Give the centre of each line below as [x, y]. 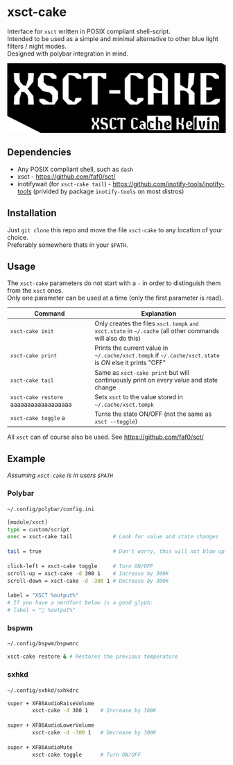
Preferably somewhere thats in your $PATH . [68, 245]
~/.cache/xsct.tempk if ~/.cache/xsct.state [157, 355]
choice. [18, 237]
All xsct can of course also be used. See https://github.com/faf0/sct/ [106, 437]
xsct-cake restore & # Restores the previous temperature [93, 657]
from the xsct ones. [35, 291]
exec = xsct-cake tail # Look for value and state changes [113, 537]
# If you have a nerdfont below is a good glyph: [80, 603]
